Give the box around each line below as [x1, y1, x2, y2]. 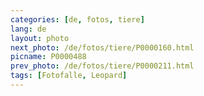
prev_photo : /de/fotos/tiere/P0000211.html [10, 61, 195, 71]
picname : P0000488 [10, 52, 87, 62]
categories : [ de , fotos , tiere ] [10, 14, 145, 25]
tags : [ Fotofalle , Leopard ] [10, 71, 128, 81]
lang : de [10, 24, 47, 34]
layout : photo [10, 33, 70, 43]
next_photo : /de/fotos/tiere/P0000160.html [10, 42, 195, 53]
